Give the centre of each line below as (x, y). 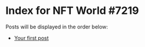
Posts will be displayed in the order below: (57, 27)
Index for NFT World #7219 (72, 11)
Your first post (31, 38)
